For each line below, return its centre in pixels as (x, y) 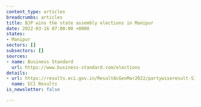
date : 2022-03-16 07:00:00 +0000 (48, 28)
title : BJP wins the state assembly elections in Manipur (80, 23)
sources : (17, 56)
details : (17, 73)
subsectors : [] (25, 51)
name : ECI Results (35, 84)
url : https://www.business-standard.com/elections (76, 67)
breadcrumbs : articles (34, 17)
